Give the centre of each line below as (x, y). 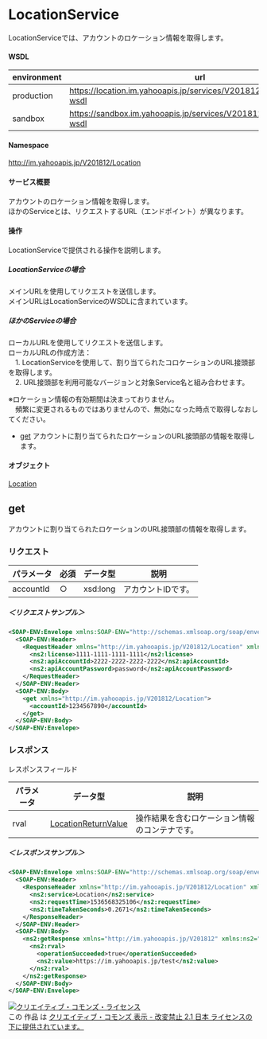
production (33, 95)
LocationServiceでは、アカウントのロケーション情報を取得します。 (118, 37)
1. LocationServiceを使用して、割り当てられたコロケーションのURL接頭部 (135, 362)
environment (37, 77)
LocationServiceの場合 (46, 270)
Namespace (29, 145)
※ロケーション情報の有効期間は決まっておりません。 (93, 399)
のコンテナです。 (167, 830)
